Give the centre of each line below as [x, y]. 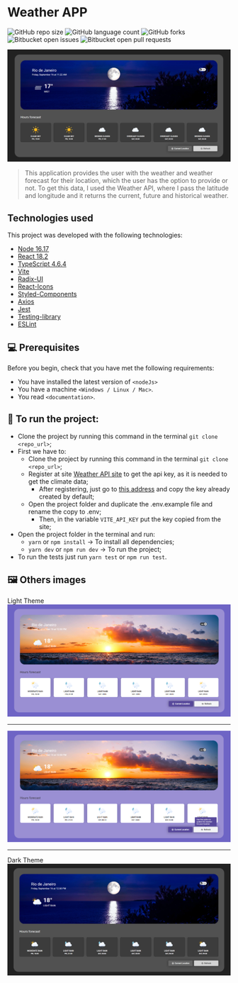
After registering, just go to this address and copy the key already [134, 489]
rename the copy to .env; [64, 511]
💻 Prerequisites [44, 347]
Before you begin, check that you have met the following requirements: [111, 368]
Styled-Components [47, 294]
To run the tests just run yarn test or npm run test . [92, 557]
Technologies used [50, 218]
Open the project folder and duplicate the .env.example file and [120, 504]
